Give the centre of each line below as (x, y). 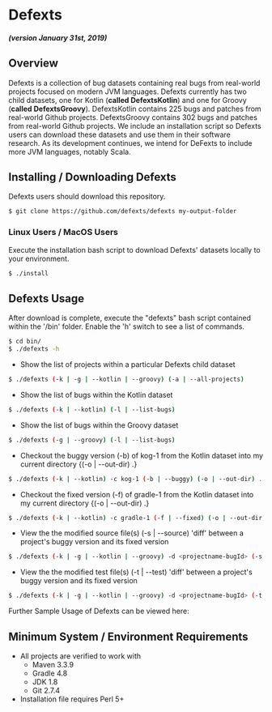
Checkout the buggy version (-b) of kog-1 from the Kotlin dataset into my (142, 455)
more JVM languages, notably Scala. (70, 151)
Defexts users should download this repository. (87, 197)
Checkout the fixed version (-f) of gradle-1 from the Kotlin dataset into (137, 494)
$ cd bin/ (25, 342)
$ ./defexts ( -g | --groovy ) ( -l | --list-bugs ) (92, 440)
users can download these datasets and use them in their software (119, 134)
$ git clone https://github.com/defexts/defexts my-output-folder (123, 211)
